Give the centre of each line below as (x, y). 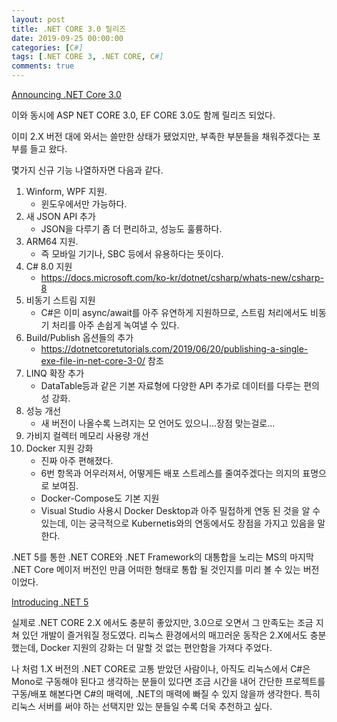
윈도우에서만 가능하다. (84, 204)
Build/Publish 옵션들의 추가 (79, 337)
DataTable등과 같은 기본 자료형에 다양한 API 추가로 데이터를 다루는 (171, 385)
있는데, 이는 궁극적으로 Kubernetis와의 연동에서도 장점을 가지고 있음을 (178, 523)
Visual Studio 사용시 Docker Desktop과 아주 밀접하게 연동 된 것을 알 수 (180, 510)
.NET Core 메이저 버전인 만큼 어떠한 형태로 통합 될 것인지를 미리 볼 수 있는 (156, 569)
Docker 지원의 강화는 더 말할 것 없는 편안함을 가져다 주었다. (156, 647)
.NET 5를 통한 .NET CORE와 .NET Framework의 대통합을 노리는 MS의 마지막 (162, 557)
